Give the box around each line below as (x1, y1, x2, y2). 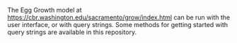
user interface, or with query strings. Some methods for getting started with (7, 21, 229, 28)
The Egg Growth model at (7, 6, 82, 14)
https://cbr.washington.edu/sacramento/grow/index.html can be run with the (7, 13, 231, 21)
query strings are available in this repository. (7, 28, 137, 36)
